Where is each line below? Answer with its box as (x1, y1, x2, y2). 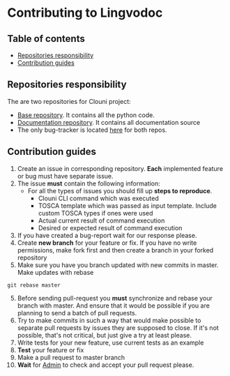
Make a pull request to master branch (17, 353, 125, 361)
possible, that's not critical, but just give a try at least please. (17, 331, 192, 339)
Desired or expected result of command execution (38, 223, 183, 232)
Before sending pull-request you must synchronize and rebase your (17, 294, 213, 302)
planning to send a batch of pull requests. (17, 308, 137, 317)
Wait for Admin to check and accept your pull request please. (17, 361, 194, 369)
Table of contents (7, 33, 85, 45)
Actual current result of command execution (38, 216, 165, 225)
